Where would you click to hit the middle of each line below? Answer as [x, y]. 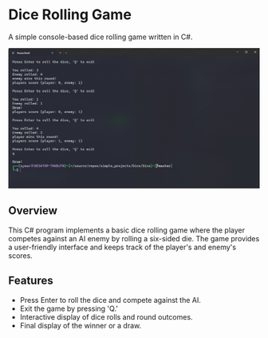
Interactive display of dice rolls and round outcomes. [106, 316]
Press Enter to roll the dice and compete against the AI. [110, 300]
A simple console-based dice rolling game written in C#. [100, 37]
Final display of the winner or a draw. [81, 325]
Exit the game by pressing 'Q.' [69, 308]
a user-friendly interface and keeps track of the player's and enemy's [122, 247]
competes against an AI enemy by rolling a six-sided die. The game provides [134, 238]
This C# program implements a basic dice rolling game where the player [127, 230]
